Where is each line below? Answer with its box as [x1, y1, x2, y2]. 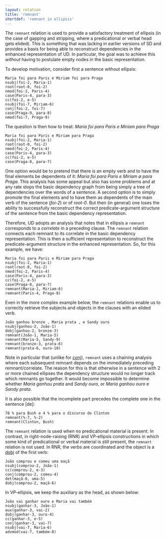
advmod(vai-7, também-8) [5, 530, 56, 535]
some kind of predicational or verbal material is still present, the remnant [5, 439, 152, 445]
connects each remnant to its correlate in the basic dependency [5, 231, 136, 237]
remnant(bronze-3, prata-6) [5, 342, 63, 347]
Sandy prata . [5, 386, 32, 392]
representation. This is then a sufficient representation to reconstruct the [5, 236, 154, 242]
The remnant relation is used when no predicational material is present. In [5, 428, 154, 434]
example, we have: [5, 247, 44, 253]
